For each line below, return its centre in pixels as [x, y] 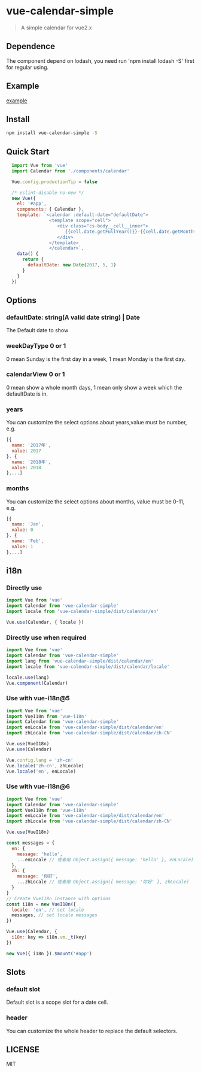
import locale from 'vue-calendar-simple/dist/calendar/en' [83, 612]
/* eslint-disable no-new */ [48, 193]
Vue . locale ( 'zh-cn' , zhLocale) [45, 766]
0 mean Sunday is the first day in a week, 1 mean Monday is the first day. [96, 359]
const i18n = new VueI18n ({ [41, 904]
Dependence [31, 46]
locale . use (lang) [28, 678]
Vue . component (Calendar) [37, 683]
